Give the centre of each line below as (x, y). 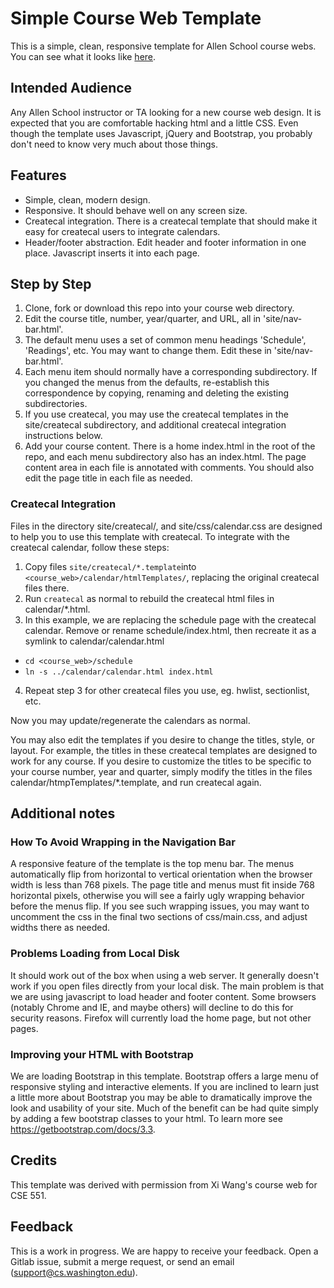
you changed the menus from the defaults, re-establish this (147, 383)
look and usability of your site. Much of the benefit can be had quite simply (164, 1108)
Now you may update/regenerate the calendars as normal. (130, 720)
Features (38, 175)
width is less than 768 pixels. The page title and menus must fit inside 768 (162, 885)
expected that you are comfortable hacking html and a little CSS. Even (154, 123)
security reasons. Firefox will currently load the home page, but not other (161, 1018)
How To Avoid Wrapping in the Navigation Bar (123, 842)
